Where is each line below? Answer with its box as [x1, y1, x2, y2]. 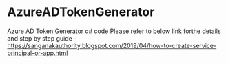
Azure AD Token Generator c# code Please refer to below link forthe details [7, 27, 222, 35]
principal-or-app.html [7, 49, 68, 57]
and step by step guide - [7, 34, 77, 42]
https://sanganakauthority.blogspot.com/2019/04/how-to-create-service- [7, 41, 217, 50]
